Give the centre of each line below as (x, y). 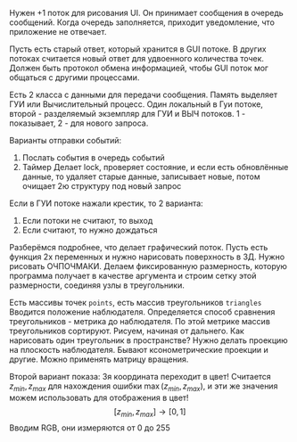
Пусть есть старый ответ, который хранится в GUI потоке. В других (138, 49)
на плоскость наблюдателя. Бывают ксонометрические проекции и (139, 350)
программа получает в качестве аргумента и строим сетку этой (133, 276)
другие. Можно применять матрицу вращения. (99, 359)
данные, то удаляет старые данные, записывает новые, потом (141, 176)
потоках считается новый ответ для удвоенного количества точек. (137, 58)
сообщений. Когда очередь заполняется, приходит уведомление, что (142, 22)
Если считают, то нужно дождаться (90, 230)
